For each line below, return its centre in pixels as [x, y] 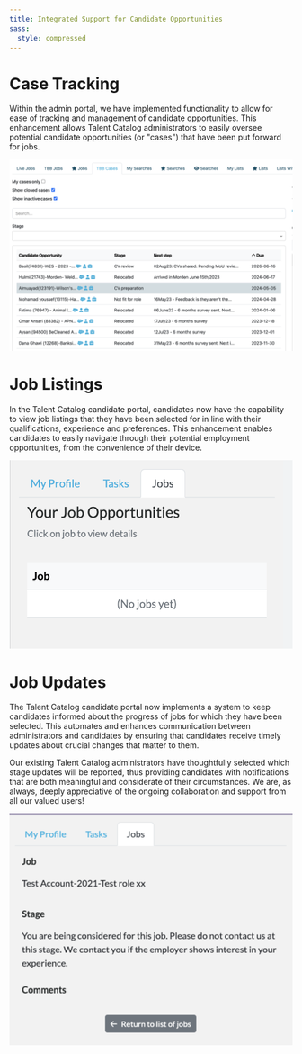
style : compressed [52, 38]
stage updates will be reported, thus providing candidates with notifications [149, 772]
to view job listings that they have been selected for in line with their [135, 419]
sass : [19, 28]
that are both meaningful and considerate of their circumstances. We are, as [151, 782]
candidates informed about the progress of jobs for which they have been [146, 716]
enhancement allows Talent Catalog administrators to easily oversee [136, 128]
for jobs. [25, 147]
